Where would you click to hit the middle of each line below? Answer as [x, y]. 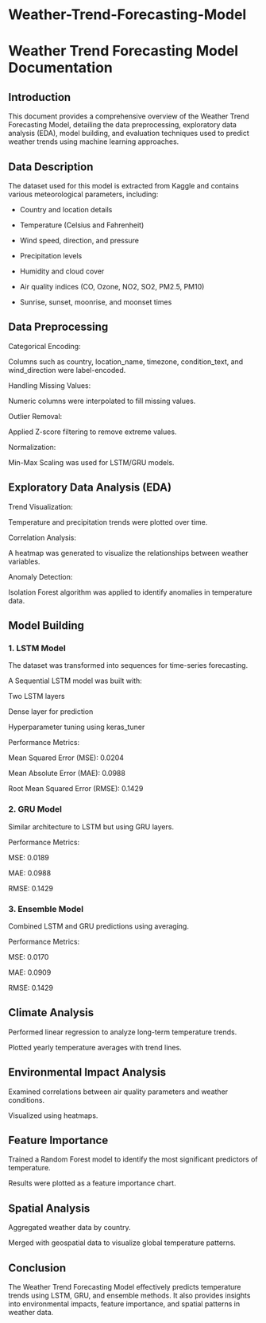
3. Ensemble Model [46, 909]
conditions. [27, 1100]
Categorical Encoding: [44, 346]
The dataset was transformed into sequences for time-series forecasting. [128, 665]
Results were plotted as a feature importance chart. [92, 1183]
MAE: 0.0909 [30, 972]
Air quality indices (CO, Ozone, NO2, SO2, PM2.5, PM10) [112, 287]
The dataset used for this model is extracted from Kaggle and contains [124, 186]
